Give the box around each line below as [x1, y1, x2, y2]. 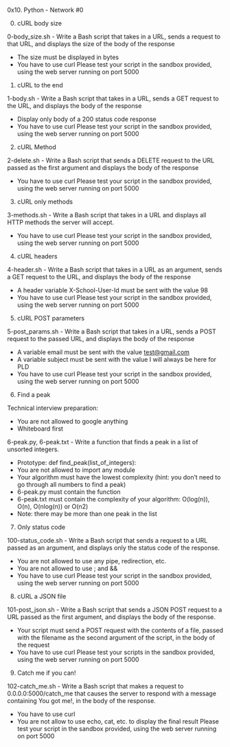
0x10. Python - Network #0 [7, 6, 84, 14]
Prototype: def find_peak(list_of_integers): [16, 459, 137, 466]
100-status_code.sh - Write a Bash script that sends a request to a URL [7, 537, 208, 544]
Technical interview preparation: [7, 404, 98, 412]
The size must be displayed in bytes [16, 53, 119, 61]
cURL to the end [16, 81, 63, 89]
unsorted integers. [7, 445, 60, 453]
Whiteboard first [16, 424, 64, 433]
